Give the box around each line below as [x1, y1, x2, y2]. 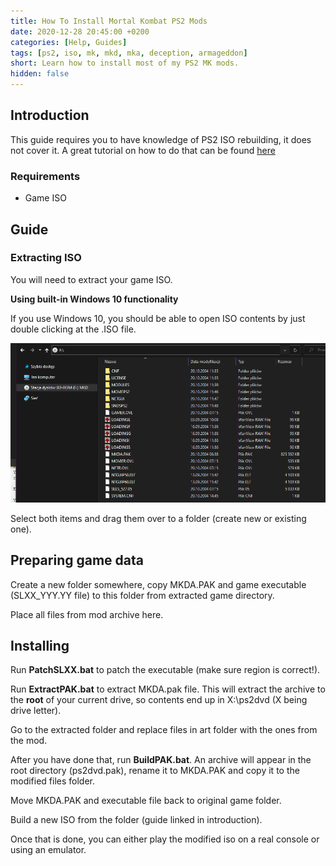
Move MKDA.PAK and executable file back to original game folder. [10, 795, 282, 807]
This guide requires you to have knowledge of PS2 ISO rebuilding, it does [10, 133, 312, 145]
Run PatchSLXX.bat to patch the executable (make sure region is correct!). [10, 664, 321, 676]
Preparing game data [10, 552, 144, 569]
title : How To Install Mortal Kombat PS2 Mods [10, 16, 208, 26]
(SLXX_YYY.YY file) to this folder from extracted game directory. [10, 589, 275, 601]
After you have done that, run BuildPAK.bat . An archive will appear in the [10, 754, 312, 766]
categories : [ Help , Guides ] [10, 37, 128, 47]
